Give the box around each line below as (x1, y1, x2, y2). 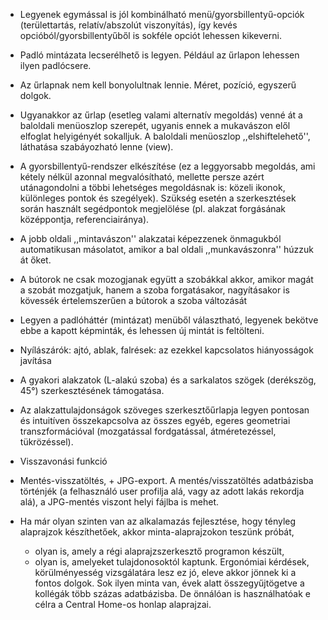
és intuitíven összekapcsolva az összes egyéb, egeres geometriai (19, 415, 291, 426)
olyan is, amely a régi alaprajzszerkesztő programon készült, (34, 545, 285, 557)
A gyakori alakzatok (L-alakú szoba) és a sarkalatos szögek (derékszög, (19, 374, 317, 386)
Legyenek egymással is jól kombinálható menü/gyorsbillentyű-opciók (19, 9, 305, 20)
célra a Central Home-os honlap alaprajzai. (34, 599, 212, 610)
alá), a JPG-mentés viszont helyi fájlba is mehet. (19, 496, 219, 508)
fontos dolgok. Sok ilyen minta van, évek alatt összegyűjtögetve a (34, 577, 305, 589)
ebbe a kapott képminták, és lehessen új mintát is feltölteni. (19, 325, 265, 336)
